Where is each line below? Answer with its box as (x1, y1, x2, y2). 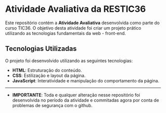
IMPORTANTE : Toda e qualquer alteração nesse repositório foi (12, 92, 140, 98)
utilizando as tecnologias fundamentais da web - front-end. (5, 30, 126, 36)
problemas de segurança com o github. (12, 102, 93, 108)
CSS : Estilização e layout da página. (12, 73, 85, 78)
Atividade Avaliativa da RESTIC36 (5, 3, 146, 15)
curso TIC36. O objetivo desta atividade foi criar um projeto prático (5, 25, 142, 31)
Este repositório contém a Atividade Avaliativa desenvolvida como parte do (5, 20, 160, 26)
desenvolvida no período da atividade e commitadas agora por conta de (12, 97, 159, 103)
